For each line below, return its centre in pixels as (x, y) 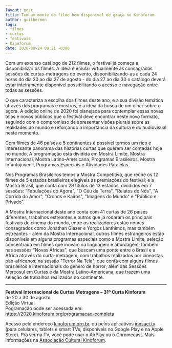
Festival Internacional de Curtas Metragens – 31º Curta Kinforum (76, 292)
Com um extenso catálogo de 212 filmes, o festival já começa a (72, 63)
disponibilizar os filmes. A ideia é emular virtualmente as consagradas (79, 68)
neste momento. (23, 133)
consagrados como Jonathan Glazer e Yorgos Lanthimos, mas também (80, 228)
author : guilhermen (26, 20)
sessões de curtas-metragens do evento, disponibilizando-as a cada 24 (81, 74)
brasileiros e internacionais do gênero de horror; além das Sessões (76, 266)
